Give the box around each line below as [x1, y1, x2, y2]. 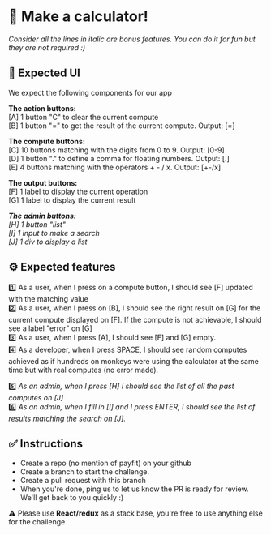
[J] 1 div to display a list [8, 237, 88, 246]
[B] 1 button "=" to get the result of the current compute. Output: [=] [8, 121, 235, 131]
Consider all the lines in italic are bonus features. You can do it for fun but [8, 34, 256, 44]
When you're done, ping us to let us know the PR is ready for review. [19, 484, 249, 494]
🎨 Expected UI [8, 66, 81, 80]
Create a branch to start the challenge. [19, 467, 150, 477]
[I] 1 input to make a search [8, 228, 100, 238]
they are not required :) [8, 42, 86, 52]
